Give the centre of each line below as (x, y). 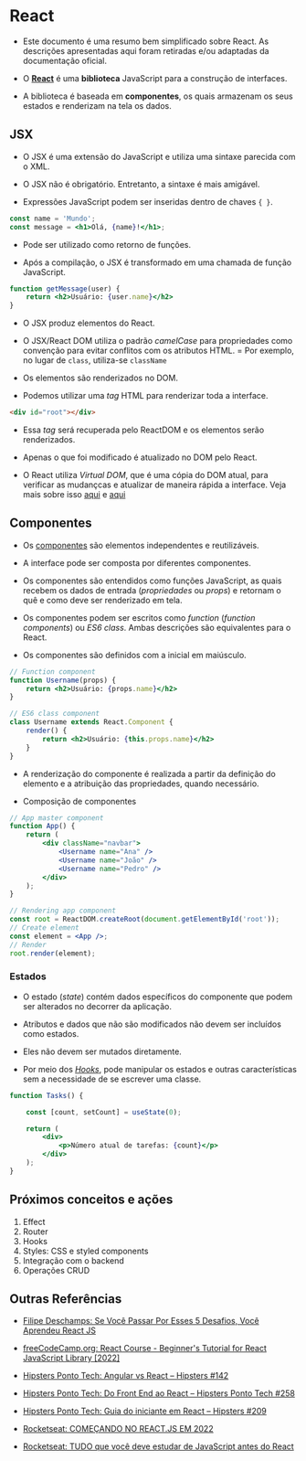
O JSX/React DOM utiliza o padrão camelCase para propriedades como (158, 341)
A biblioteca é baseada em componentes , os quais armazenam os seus (158, 96)
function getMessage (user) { (65, 289)
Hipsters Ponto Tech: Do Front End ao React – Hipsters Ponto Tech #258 (158, 1393)
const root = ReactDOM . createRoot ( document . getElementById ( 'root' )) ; (145, 920)
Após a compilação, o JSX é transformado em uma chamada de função (157, 262)
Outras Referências (66, 1299)
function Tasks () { (47, 1095)
